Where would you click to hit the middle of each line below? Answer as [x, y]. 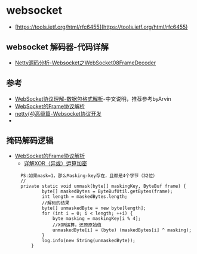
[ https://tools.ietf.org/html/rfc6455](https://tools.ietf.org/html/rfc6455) [101, 27]
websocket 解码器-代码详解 [58, 47]
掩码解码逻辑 [30, 140]
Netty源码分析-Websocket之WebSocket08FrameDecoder [85, 63]
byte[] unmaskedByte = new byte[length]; [94, 208]
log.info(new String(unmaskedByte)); [88, 241]
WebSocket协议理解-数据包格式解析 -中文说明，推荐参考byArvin [93, 98]
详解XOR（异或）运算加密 [56, 163]
